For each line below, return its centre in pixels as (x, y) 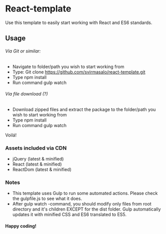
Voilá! (11, 135)
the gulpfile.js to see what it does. (47, 198)
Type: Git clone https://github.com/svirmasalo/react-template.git (79, 72)
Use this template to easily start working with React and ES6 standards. (79, 22)
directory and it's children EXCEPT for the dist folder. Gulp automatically (86, 209)
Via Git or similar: (23, 51)
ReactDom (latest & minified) (42, 169)
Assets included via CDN (36, 148)
